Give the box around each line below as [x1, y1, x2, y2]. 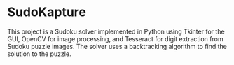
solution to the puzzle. [7, 50, 71, 58]
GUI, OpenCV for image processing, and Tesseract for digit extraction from [7, 34, 223, 43]
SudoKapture [7, 4, 86, 20]
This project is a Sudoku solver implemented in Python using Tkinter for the [7, 27, 226, 36]
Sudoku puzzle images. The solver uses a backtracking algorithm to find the [7, 42, 228, 50]
